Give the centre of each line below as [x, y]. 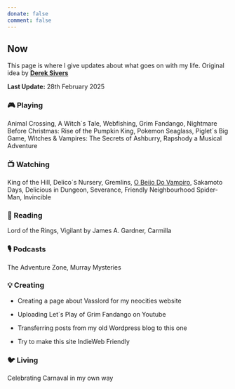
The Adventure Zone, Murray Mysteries [64, 267]
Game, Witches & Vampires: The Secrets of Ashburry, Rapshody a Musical [115, 138]
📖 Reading [25, 215]
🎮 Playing [25, 105]
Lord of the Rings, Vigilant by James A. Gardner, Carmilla [89, 231]
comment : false [29, 20]
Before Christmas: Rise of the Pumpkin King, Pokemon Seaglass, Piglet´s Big [118, 131]
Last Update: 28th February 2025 [56, 87]
